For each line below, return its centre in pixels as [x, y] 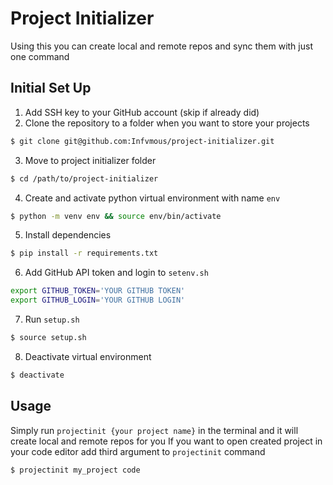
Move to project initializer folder [90, 160]
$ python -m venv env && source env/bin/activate [116, 216]
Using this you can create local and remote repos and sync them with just [161, 46]
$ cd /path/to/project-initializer [84, 178]
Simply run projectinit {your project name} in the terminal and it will [154, 430]
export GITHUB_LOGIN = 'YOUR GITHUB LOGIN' [98, 300]
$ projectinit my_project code [75, 470]
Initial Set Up [51, 88]
